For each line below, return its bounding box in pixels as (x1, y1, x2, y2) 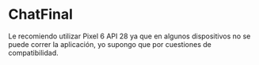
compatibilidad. (8, 48, 59, 57)
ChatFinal (8, 5, 74, 23)
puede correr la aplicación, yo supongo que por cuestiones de (8, 39, 211, 49)
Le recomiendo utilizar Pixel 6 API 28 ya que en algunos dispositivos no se (8, 31, 251, 41)
